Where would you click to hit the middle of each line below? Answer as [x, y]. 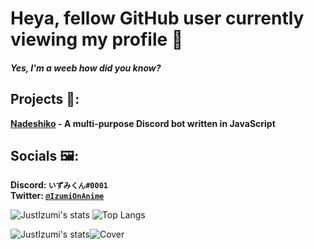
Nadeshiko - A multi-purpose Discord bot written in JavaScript [143, 123]
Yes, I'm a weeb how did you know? [86, 68]
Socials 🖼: [45, 155]
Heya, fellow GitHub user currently [157, 18]
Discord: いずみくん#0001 [59, 185]
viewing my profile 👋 [97, 39]
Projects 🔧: [45, 99]
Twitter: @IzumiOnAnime [57, 196]
